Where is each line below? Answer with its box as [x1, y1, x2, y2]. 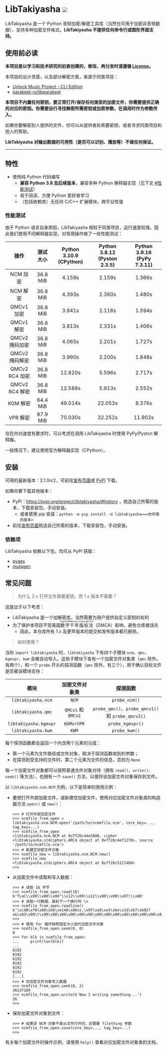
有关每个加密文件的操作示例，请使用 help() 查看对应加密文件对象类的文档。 [5, 1039, 161, 1045]
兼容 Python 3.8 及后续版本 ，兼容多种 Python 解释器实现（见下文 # [19, 180, 158, 186]
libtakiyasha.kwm [11, 727, 53, 733]
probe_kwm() [111, 727, 140, 733]
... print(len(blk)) [12, 939, 64, 944]
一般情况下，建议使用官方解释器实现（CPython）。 [5, 447, 108, 453]
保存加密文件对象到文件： [12, 1010, 65, 1016]
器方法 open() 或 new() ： [12, 800, 63, 806]
